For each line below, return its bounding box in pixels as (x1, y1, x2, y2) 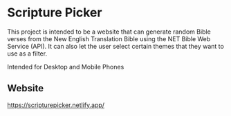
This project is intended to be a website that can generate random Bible (7, 27, 211, 36)
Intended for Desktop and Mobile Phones (7, 62, 124, 71)
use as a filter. (7, 49, 47, 58)
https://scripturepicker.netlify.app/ (7, 101, 105, 109)
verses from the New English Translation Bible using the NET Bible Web (7, 34, 211, 43)
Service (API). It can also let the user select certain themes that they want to (7, 42, 225, 50)
